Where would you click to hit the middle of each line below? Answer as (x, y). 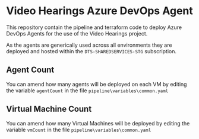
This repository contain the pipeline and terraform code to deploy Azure (94, 27)
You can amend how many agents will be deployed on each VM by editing (97, 84)
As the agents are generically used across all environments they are (89, 45)
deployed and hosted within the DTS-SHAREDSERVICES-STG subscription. (91, 51)
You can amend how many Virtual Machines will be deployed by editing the (98, 123)
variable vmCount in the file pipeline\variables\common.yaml (79, 130)
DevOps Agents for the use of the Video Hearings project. (77, 33)
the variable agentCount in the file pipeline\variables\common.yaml (87, 90)
